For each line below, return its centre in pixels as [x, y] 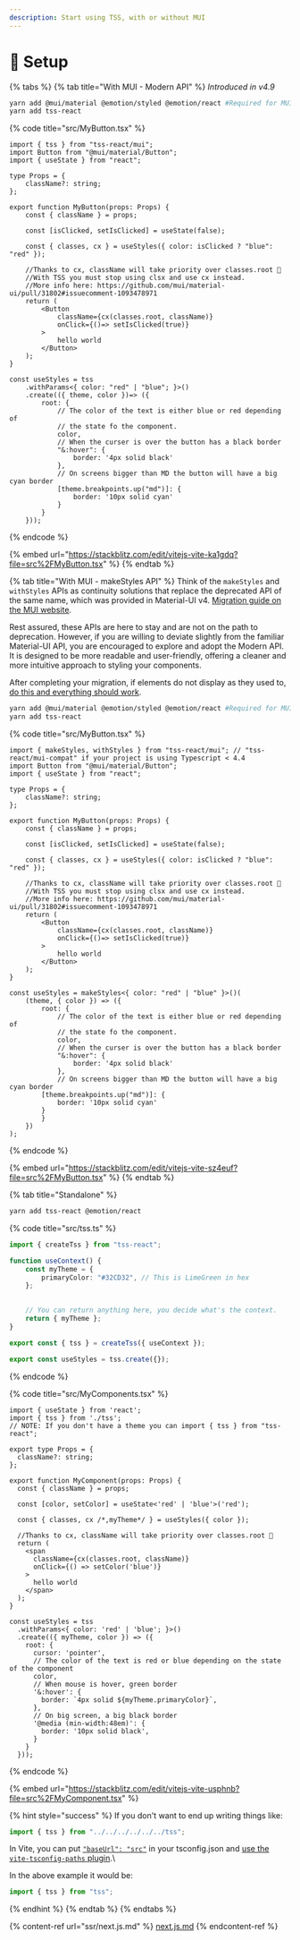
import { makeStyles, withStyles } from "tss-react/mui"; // [125, 751]
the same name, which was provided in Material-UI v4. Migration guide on [145, 600]
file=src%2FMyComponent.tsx [66, 1798]
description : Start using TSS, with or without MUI [107, 17]
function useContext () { [55, 1261]
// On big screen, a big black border [105, 1715]
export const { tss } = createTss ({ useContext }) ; [107, 1343]
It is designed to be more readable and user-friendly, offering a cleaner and [148, 656]
